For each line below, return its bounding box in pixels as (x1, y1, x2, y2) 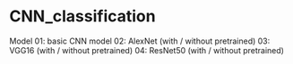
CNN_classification (9, 6, 156, 27)
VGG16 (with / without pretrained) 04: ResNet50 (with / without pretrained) (9, 44, 285, 55)
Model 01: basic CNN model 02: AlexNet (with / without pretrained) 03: (9, 36, 271, 46)
